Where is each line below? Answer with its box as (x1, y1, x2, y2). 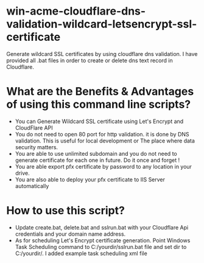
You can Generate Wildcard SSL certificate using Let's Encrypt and (15, 117, 184, 125)
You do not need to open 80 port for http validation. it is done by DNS (15, 130, 190, 138)
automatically (15, 182, 49, 189)
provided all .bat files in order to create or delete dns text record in (6, 57, 174, 64)
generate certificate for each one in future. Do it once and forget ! (15, 156, 180, 164)
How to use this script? (6, 204, 125, 217)
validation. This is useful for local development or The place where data (15, 137, 195, 144)
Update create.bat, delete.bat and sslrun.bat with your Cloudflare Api (15, 223, 189, 231)
